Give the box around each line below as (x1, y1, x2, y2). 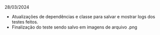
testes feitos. (11, 19, 38, 25)
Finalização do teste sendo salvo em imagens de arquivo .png (11, 24, 137, 30)
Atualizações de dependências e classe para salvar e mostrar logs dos (11, 14, 156, 19)
